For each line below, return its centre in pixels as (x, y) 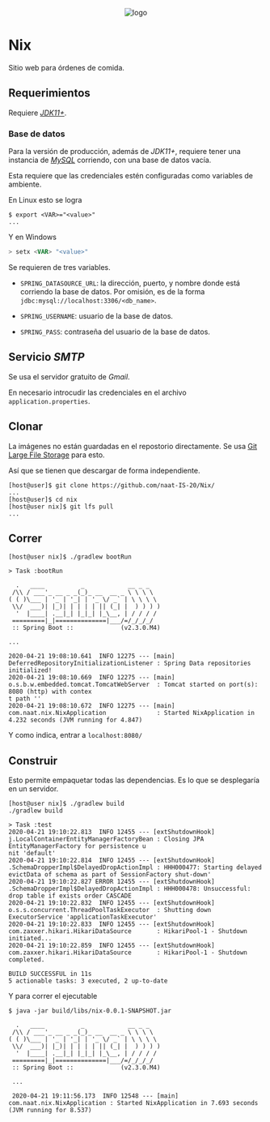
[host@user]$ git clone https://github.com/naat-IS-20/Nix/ (112, 485)
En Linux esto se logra (45, 200)
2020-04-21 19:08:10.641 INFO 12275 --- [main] (92, 657)
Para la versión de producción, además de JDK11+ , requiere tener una (124, 152)
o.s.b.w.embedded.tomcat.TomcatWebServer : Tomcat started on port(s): (133, 685)
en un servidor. (34, 789)
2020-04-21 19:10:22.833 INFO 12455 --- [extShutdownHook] (112, 924)
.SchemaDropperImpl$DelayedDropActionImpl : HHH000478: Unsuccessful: (130, 889)
